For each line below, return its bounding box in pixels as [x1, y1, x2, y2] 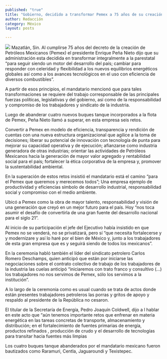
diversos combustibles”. [5, 76, 55, 82]
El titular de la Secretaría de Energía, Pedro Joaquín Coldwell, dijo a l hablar [5, 307, 160, 313]
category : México [5, 21, 41, 26]
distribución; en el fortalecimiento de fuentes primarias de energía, [5, 323, 142, 329]
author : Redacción [5, 16, 43, 21]
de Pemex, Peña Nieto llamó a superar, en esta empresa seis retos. [5, 117, 142, 123]
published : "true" [5, 7, 43, 12]
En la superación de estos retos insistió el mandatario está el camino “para [5, 173, 158, 180]
